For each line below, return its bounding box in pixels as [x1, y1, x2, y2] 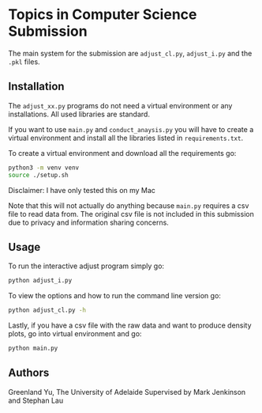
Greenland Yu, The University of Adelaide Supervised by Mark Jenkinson [8, 387, 246, 396]
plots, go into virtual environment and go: [8, 329, 142, 339]
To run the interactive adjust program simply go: [8, 261, 164, 271]
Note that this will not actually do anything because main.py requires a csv [8, 200, 249, 210]
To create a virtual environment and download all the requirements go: [8, 148, 237, 157]
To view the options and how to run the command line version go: [8, 291, 221, 301]
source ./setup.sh [8, 171, 69, 179]
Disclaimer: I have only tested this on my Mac [8, 185, 156, 195]
